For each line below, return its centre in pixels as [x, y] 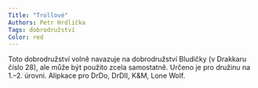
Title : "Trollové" [38, 15]
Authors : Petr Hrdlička [47, 23]
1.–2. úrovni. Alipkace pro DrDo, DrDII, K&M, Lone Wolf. [97, 76]
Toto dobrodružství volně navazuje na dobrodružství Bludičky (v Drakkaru [127, 59]
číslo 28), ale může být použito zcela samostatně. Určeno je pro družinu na [129, 68]
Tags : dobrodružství [42, 30]
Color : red [26, 37]
